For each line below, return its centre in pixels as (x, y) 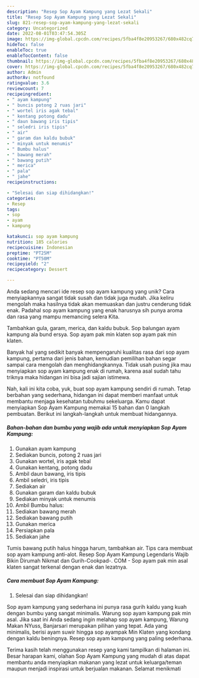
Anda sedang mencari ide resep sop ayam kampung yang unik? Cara (91, 291)
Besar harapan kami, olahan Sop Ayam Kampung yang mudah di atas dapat (98, 656)
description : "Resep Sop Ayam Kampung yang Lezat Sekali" (79, 12)
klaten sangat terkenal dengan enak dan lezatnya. (67, 567)
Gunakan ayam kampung (45, 448)
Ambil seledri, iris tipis (42, 480)
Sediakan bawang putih (44, 518)
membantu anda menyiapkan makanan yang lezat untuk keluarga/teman (94, 662)
